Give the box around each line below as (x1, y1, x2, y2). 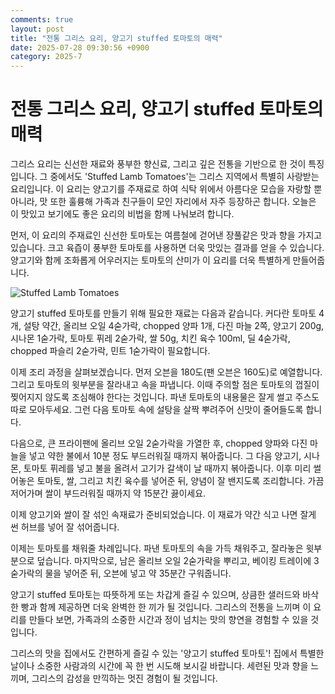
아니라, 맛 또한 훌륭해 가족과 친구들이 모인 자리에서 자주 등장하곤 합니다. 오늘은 (10, 196, 317, 208)
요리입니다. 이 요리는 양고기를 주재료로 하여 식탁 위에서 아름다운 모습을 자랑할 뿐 (10, 183, 323, 195)
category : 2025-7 (10, 52, 83, 62)
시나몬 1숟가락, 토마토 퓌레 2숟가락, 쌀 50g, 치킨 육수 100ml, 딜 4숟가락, (10, 332, 291, 345)
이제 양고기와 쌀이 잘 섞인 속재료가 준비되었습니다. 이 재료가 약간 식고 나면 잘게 (10, 509, 317, 521)
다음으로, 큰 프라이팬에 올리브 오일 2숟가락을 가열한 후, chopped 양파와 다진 (10, 437, 308, 450)
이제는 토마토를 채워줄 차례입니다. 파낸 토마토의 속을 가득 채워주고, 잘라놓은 (10, 542, 304, 555)
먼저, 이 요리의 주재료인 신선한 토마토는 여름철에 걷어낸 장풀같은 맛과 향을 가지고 (10, 229, 323, 241)
